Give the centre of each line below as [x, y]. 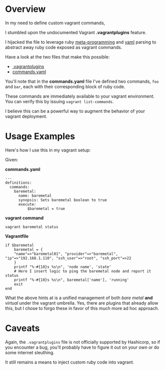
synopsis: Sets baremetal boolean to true [62, 200]
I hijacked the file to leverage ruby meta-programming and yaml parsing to [81, 42]
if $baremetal [20, 245]
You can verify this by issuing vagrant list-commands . [60, 101]
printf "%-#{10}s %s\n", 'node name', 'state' [63, 267]
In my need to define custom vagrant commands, [55, 23]
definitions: [19, 183]
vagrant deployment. [26, 116]
